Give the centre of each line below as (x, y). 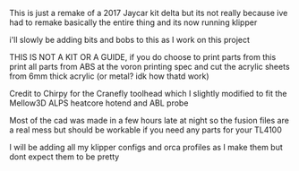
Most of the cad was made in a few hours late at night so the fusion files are (149, 120)
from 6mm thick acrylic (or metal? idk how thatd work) (109, 76)
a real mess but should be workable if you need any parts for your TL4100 (145, 130)
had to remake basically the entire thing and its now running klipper (133, 22)
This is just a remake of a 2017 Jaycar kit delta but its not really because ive (149, 13)
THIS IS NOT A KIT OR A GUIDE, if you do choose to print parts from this (143, 57)
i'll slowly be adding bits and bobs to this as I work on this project (130, 40)
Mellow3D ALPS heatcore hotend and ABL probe (99, 103)
